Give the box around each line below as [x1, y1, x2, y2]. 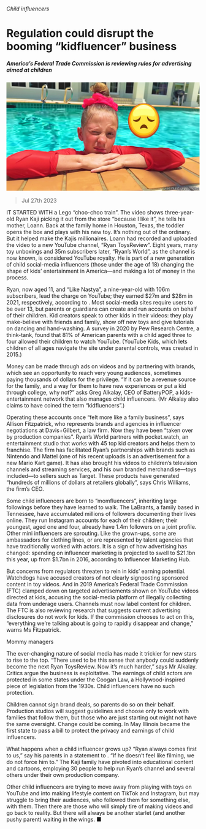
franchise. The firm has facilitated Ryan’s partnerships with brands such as [6, 446, 196, 453]
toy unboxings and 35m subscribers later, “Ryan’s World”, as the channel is [6, 248, 196, 256]
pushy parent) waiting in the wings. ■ [6, 816, 102, 823]
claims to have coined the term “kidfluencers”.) [6, 402, 125, 409]
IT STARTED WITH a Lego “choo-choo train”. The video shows [6, 209, 164, 216]
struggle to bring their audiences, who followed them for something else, [6, 797, 190, 804]
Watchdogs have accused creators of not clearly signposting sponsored [6, 574, 189, 581]
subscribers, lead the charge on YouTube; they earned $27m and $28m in [6, 292, 193, 300]
